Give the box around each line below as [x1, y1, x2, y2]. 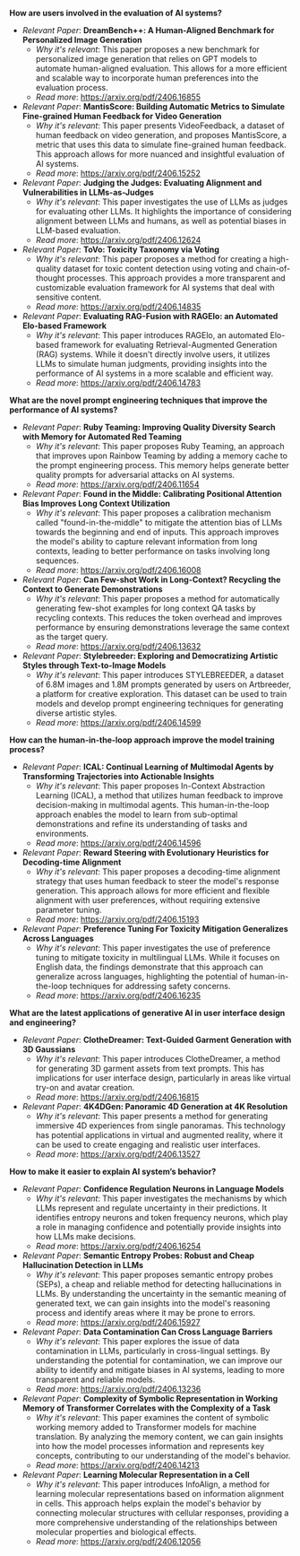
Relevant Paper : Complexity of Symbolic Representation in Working [21, 1394, 279, 1404]
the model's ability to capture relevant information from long [35, 536, 258, 546]
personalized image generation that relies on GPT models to [35, 54, 258, 64]
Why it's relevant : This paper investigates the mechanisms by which [35, 1193, 287, 1204]
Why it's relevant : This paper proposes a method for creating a [35, 254, 268, 264]
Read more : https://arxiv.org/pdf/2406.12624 [35, 235, 201, 245]
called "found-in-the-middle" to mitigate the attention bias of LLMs [35, 517, 283, 527]
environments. [35, 829, 90, 839]
